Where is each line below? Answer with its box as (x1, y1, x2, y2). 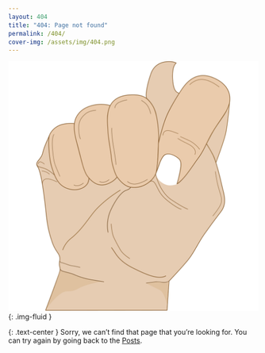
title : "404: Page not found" (8, 21, 109, 29)
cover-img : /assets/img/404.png (8, 38, 115, 46)
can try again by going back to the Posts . (8, 336, 143, 345)
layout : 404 (8, 13, 48, 21)
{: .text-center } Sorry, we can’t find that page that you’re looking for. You (8, 328, 248, 337)
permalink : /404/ (8, 29, 66, 37)
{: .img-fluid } (8, 312, 52, 321)
